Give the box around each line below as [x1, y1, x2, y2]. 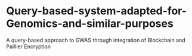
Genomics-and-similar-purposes [6, 17, 174, 30]
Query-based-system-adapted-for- [6, 4, 187, 18]
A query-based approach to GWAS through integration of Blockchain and [6, 36, 186, 43]
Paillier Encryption [6, 43, 51, 50]
